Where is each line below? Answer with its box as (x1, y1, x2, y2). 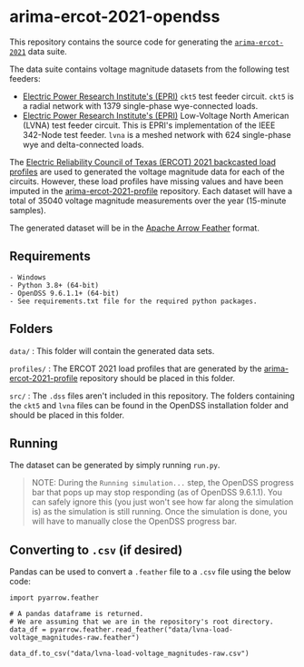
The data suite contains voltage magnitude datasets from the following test (9, 64, 290, 74)
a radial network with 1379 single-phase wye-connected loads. (22, 100, 259, 111)
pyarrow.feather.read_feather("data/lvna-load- (49, 625, 233, 634)
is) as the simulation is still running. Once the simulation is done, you (31, 506, 288, 517)
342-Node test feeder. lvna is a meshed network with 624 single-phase (22, 129, 292, 140)
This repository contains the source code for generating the (9, 36, 233, 47)
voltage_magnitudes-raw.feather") (9, 633, 141, 642)
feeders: (9, 73, 41, 83)
